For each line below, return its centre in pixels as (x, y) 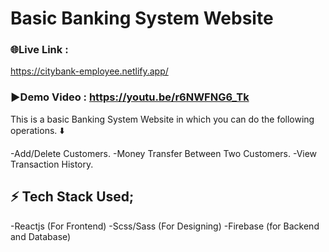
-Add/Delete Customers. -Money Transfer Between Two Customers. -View (164, 153)
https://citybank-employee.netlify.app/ (89, 71)
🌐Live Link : (39, 50)
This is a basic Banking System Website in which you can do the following (162, 119)
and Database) (41, 236)
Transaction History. (52, 164)
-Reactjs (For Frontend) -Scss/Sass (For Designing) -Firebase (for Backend (165, 226)
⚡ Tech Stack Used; (72, 197)
